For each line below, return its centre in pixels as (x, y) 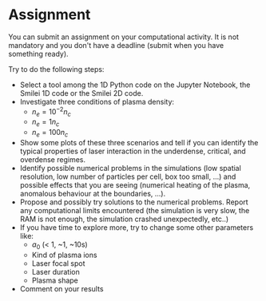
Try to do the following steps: (56, 69)
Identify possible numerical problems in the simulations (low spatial (130, 168)
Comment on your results (62, 288)
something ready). (39, 53)
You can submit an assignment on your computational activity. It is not (124, 37)
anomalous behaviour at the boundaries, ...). (93, 193)
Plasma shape (55, 280)
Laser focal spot (58, 263)
